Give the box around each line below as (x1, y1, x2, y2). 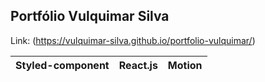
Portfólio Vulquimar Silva (10, 8, 170, 25)
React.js (118, 58, 158, 72)
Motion (167, 58, 203, 72)
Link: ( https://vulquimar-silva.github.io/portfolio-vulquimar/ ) (10, 34, 256, 46)
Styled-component (15, 58, 110, 72)
